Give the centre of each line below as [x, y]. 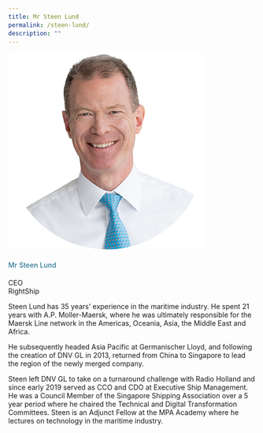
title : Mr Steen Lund [44, 17]
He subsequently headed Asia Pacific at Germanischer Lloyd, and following [130, 346]
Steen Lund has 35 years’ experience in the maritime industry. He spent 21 [129, 306]
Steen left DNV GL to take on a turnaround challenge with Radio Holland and [132, 379]
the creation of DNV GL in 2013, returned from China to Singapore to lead [127, 355]
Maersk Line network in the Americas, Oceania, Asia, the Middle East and [127, 323]
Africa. [19, 331]
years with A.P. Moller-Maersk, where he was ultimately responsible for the [130, 315]
